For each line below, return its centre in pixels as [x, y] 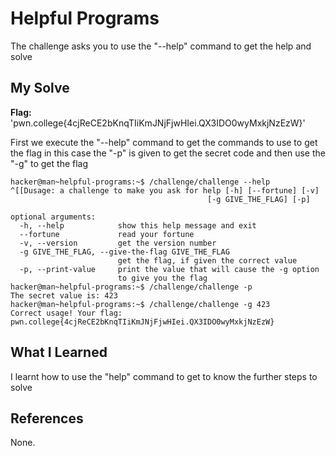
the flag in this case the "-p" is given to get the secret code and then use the [168, 153]
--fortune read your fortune [107, 234]
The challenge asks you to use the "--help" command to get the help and [161, 46]
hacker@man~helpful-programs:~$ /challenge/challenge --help [140, 182]
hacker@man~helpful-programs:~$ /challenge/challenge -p [131, 287]
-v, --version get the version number [118, 243]
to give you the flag [162, 278]
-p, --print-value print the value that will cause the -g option [169, 269]
